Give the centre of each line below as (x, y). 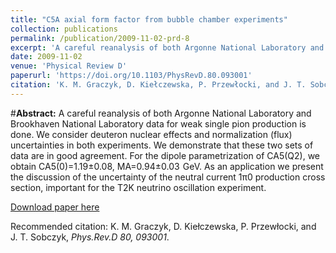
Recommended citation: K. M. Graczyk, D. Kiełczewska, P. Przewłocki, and (163, 226)
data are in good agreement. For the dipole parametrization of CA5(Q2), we (165, 155)
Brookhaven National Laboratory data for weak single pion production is (158, 123)
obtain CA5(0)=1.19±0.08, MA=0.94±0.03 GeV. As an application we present (167, 166)
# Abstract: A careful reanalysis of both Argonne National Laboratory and (161, 113)
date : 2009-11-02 (46, 57)
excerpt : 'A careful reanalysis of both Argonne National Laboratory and (167, 47)
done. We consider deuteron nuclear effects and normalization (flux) (151, 134)
